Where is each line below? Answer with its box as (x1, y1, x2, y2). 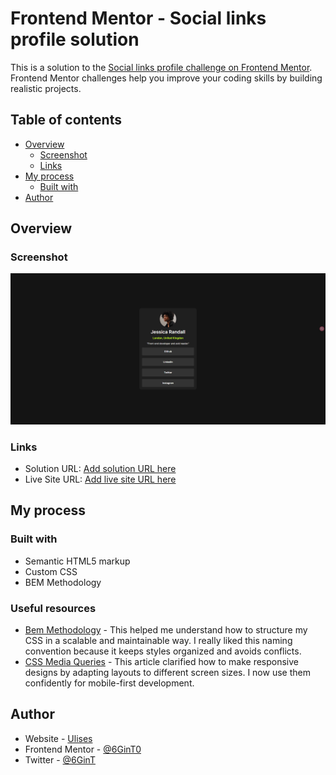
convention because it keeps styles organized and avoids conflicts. (24, 645, 302, 657)
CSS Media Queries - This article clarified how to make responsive (24, 655, 299, 667)
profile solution (10, 28, 140, 51)
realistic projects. (10, 82, 82, 94)
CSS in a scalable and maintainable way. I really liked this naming (24, 634, 293, 646)
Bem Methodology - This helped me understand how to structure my (24, 623, 308, 636)
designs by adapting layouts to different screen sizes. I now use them (24, 666, 311, 678)
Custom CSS (24, 565, 78, 577)
